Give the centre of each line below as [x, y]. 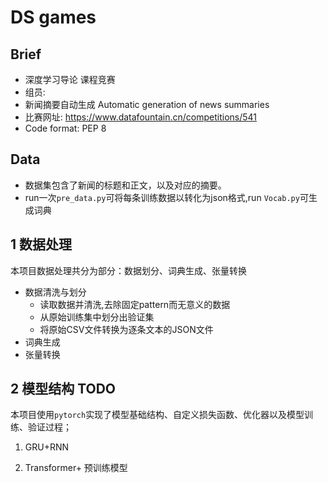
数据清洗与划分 [55, 292]
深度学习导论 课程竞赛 [70, 79]
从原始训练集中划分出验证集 [97, 317]
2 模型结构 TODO [63, 389]
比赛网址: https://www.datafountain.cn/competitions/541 [141, 117]
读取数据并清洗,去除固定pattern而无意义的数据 [135, 304]
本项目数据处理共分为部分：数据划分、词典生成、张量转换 [128, 270]
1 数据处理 [41, 244]
